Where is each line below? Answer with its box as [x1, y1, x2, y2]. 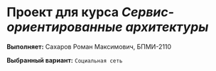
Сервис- [121, 4, 175, 20]
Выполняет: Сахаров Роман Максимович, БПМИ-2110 [6, 42, 172, 51]
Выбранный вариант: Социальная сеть [6, 56, 123, 64]
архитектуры [125, 19, 209, 35]
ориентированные [6, 19, 123, 35]
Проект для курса [6, 4, 119, 20]
